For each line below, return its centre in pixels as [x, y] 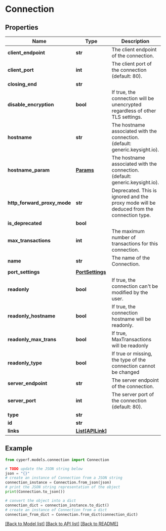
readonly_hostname [31, 316]
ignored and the [130, 197]
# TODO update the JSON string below [44, 469]
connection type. [131, 215]
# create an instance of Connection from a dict [56, 510]
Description [135, 41]
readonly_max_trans [32, 339]
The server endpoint [135, 380]
